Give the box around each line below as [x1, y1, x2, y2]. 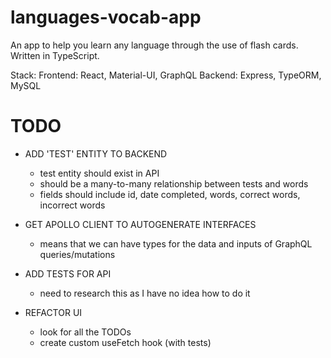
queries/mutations [39, 248, 116, 260]
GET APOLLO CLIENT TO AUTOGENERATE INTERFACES [24, 218, 257, 230]
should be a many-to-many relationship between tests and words [39, 177, 309, 190]
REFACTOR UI [24, 306, 83, 318]
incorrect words [39, 199, 106, 211]
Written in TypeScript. [10, 49, 100, 61]
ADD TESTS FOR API [24, 267, 112, 280]
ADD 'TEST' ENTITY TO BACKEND [24, 147, 168, 160]
